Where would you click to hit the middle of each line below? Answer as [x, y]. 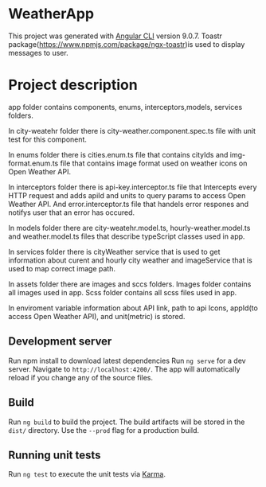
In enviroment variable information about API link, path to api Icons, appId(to [133, 308]
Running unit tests [55, 455]
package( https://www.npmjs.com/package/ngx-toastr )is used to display [127, 44]
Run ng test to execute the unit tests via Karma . [87, 474]
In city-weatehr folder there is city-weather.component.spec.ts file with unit [132, 131]
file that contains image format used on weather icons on [154, 163]
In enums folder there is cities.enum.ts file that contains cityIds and [118, 154]
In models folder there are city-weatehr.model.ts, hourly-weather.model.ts [129, 228]
